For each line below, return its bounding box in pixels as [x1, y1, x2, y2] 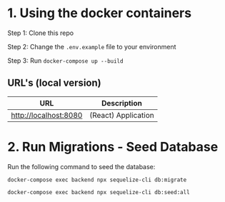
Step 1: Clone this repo [7, 29, 74, 37]
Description [101, 98, 143, 108]
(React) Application [89, 110, 155, 120]
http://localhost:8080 [11, 110, 83, 120]
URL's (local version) [7, 77, 101, 89]
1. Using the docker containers [7, 5, 191, 21]
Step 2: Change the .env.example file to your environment [7, 42, 176, 51]
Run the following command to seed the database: [7, 162, 156, 171]
